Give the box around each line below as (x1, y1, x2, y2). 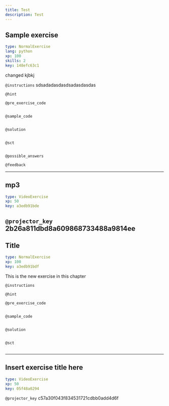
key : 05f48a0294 (5, 386, 39, 391)
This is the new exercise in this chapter (5, 273, 87, 279)
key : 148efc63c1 (5, 63, 39, 68)
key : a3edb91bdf (5, 264, 39, 269)
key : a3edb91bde (5, 204, 39, 209)
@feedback (5, 162, 26, 167)
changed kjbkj (5, 72, 35, 78)
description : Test (5, 12, 44, 17)
